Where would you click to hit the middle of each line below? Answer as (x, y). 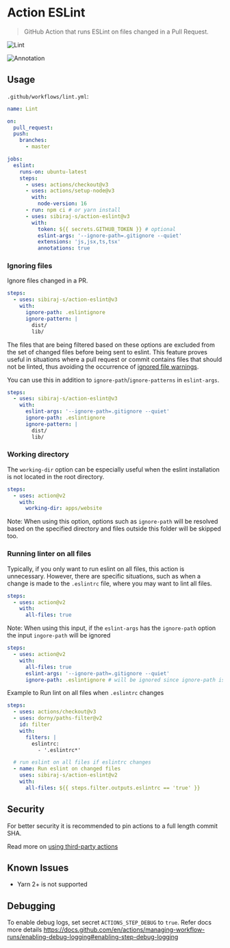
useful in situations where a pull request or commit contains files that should (115, 359)
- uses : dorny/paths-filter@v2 (58, 718)
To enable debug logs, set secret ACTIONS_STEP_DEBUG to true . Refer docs (110, 923)
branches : (34, 141)
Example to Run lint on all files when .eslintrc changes (86, 693)
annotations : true (64, 248)
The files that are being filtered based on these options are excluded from (111, 345)
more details (25, 929)
